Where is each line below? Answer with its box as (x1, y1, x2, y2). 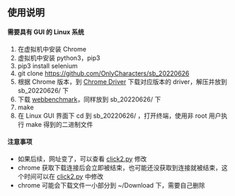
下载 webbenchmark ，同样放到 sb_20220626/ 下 (17, 94, 161, 104)
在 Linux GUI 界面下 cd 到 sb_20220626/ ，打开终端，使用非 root (17, 111, 207, 120)
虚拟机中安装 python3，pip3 (17, 54, 101, 62)
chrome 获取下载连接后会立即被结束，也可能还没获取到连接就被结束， (17, 163, 222, 171)
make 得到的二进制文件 (25, 120, 93, 128)
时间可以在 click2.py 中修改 (23, 172, 104, 180)
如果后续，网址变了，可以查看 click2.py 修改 (17, 154, 147, 163)
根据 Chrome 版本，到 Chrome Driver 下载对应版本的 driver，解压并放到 (17, 77, 228, 86)
